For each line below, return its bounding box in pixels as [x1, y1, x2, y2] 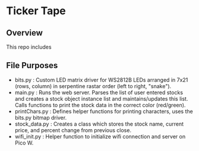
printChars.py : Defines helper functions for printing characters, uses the [14, 108, 193, 115]
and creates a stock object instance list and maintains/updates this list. [14, 95, 188, 102]
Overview [6, 28, 43, 38]
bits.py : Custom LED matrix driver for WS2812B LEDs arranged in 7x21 [14, 76, 188, 83]
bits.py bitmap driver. [14, 114, 67, 121]
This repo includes [6, 43, 52, 50]
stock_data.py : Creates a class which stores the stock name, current [14, 120, 184, 127]
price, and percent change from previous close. [14, 126, 132, 134]
